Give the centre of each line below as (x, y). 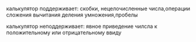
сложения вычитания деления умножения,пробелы (72, 15)
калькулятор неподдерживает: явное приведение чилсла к (82, 26)
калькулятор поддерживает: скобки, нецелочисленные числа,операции (98, 9)
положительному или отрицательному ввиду (64, 33)
